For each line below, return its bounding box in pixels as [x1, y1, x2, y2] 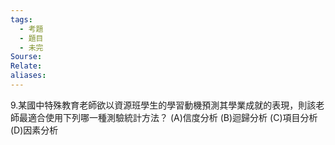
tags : [10, 14, 33, 25]
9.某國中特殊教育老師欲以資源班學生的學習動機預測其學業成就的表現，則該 [10, 99, 317, 111]
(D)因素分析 [10, 124, 59, 136]
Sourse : [10, 52, 43, 62]
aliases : [10, 71, 47, 81]
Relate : [10, 61, 43, 71]
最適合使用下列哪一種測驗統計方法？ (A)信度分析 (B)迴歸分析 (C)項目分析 [18, 111, 318, 123]
